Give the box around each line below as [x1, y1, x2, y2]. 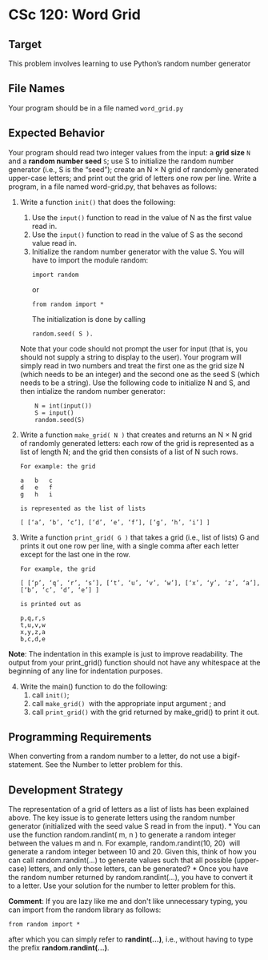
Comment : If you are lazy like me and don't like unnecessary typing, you [8, 897, 248, 906]
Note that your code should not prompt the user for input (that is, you [19, 343, 248, 353]
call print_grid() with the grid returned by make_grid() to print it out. [31, 707, 260, 717]
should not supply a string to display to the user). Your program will [19, 352, 242, 362]
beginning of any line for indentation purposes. [8, 666, 163, 676]
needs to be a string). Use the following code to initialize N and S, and [19, 378, 250, 388]
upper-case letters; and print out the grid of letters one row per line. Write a [8, 173, 258, 183]
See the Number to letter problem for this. [45, 760, 183, 769]
